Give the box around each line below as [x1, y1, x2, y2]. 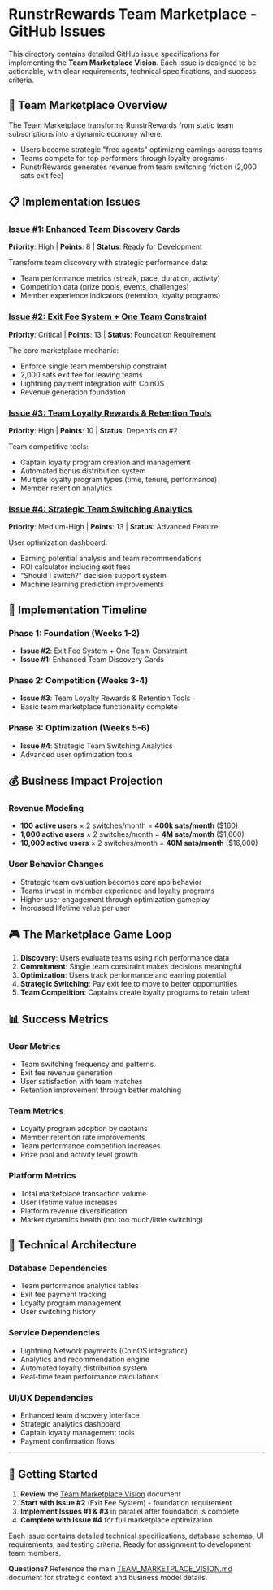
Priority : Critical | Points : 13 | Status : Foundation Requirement [8, 329, 217, 339]
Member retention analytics [19, 483, 113, 493]
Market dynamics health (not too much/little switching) [19, 1214, 204, 1224]
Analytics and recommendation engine [19, 1354, 150, 1364]
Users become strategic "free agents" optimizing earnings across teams [19, 144, 262, 155]
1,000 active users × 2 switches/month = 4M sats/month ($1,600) [19, 830, 245, 839]
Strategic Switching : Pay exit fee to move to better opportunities [19, 979, 238, 989]
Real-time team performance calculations [19, 1371, 160, 1381]
